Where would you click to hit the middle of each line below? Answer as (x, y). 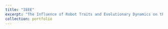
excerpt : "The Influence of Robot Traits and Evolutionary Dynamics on (81, 14)
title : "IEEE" (20, 10)
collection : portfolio (29, 19)
